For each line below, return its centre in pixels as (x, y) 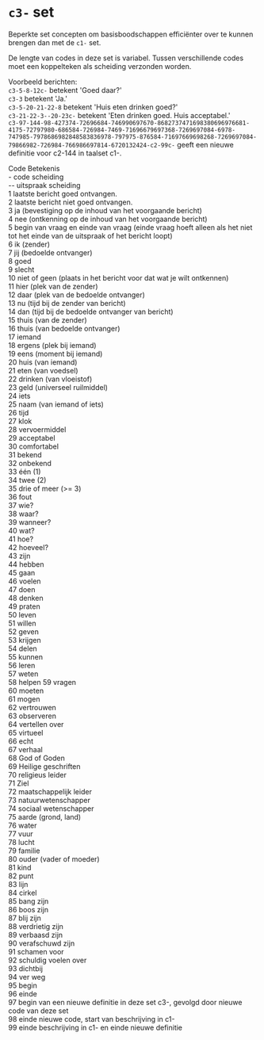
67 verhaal (26, 749)
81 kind (20, 867)
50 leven (23, 614)
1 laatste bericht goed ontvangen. (63, 193)
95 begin (23, 985)
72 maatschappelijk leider (50, 791)
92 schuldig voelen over (48, 960)
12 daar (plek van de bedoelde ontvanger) (77, 294)
